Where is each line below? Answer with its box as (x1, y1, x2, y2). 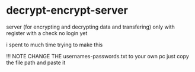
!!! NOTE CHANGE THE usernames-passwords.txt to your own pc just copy (6, 52, 190, 60)
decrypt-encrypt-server (6, 4, 129, 17)
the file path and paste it (6, 59, 66, 66)
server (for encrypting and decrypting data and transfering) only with (6, 23, 175, 30)
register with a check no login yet (6, 29, 88, 36)
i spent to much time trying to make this (6, 41, 103, 48)
